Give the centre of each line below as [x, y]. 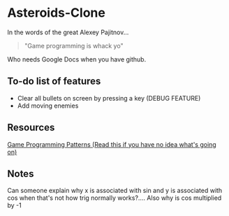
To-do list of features [54, 81]
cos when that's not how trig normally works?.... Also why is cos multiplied [114, 198]
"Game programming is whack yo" [74, 45]
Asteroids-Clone [57, 13]
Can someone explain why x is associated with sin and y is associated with [115, 191]
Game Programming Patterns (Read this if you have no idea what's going [112, 144]
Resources [31, 128]
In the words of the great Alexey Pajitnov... [68, 32]
